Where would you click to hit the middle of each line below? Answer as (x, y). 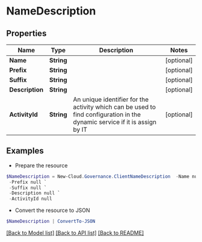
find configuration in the (107, 114)
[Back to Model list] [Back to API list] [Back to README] (75, 233)
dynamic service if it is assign (115, 122)
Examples (25, 151)
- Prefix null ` (28, 182)
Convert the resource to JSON (52, 210)
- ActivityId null (30, 199)
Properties (26, 33)
